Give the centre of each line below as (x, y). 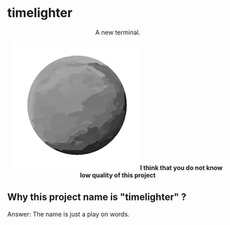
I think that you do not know (181, 168)
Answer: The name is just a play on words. (68, 214)
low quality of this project (118, 175)
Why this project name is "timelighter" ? (97, 197)
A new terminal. (118, 32)
